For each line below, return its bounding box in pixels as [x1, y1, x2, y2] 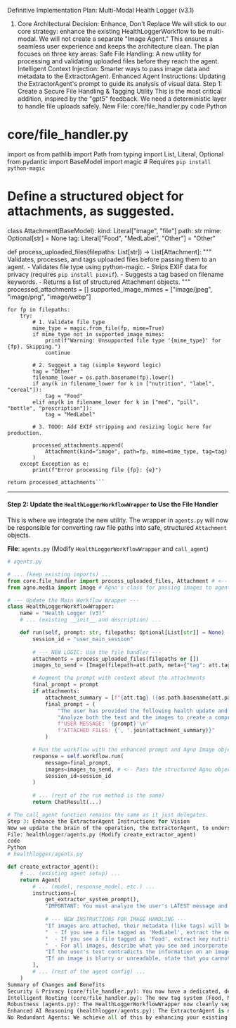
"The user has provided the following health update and [57, 707, 228, 714]
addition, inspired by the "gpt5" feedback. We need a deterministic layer [17, 94, 227, 103]
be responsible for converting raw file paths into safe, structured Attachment [7, 524, 227, 532]
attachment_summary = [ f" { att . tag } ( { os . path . [44, 694, 184, 701]
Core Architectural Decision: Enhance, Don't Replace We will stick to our [17, 20, 227, 27]
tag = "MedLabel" [44, 411, 96, 418]
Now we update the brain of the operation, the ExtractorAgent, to [7, 824, 209, 831]
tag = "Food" [44, 392, 83, 400]
